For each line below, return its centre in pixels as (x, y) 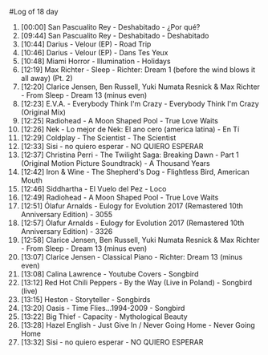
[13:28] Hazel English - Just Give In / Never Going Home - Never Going (138, 325)
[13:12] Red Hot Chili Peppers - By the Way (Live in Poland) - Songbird (136, 282)
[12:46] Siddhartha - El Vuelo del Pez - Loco (93, 189)
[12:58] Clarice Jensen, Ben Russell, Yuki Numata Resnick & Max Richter (140, 240)
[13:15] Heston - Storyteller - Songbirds (85, 299)
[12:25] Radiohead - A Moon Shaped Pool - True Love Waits (120, 121)
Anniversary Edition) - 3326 (67, 231)
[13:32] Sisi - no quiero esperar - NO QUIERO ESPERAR (112, 342)
